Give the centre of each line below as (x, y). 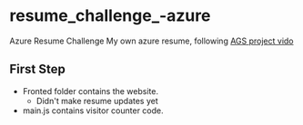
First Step (37, 69)
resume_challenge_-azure (110, 16)
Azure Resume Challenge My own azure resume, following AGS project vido (151, 41)
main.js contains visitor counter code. (93, 111)
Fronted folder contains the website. (91, 91)
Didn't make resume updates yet (97, 101)
